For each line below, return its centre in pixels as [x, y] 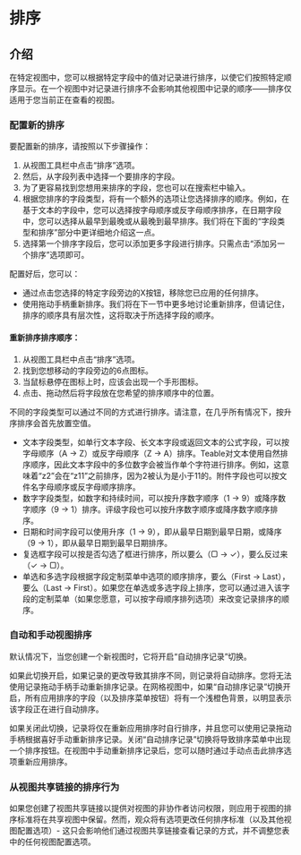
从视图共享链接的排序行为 [64, 787]
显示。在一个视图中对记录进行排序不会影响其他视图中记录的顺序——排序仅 [154, 89]
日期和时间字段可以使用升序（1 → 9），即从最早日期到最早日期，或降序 [152, 531]
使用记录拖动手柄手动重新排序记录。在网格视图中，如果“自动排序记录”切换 [146, 687]
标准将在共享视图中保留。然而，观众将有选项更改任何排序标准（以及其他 [150, 819]
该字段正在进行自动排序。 [56, 709]
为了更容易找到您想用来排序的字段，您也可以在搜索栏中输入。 [136, 188]
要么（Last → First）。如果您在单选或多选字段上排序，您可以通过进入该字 [156, 587]
